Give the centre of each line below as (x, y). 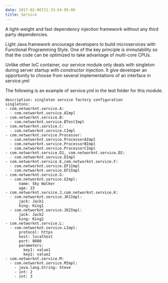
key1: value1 (37, 250)
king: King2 (31, 219)
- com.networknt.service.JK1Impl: (46, 197)
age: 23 (27, 188)
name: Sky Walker (37, 184)
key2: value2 (37, 254)
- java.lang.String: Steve (43, 267)
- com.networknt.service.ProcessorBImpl (53, 144)
